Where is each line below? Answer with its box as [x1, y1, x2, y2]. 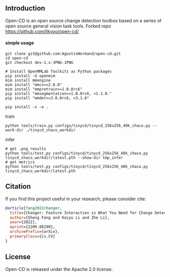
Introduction [5, 4, 46, 13]
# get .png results [5, 147, 47, 152]
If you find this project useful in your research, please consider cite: [5, 195, 146, 202]
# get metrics [5, 160, 35, 165]
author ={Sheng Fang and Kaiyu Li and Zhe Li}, [10, 215, 110, 220]
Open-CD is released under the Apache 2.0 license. [5, 266, 113, 272]
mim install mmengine [5, 78, 51, 83]
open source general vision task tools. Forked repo [5, 23, 111, 29]
